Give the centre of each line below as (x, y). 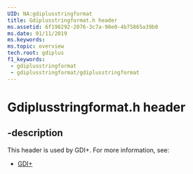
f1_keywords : (26, 60)
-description (35, 133)
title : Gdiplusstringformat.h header (62, 20)
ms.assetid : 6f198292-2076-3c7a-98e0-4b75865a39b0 (83, 27)
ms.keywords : (26, 40)
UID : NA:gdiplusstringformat (50, 14)
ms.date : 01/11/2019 (38, 33)
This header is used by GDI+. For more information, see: (88, 150)
